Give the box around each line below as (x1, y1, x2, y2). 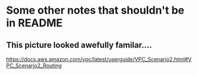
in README (6, 16, 63, 30)
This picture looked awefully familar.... (6, 40, 153, 50)
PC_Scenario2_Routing (6, 62, 62, 69)
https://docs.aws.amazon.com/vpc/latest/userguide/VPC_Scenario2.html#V (6, 56, 192, 62)
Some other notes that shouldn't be (6, 4, 184, 17)
